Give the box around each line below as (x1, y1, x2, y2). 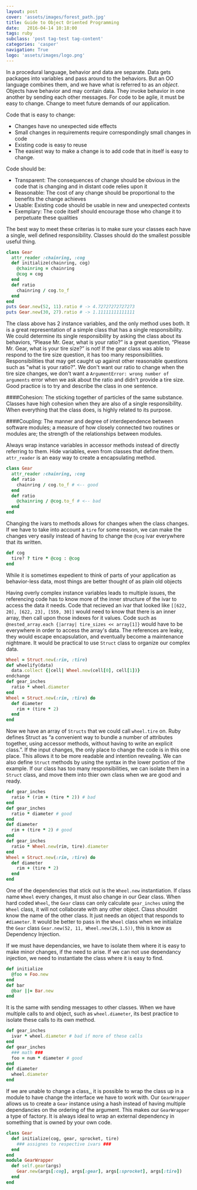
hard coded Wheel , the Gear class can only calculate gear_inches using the (6, 900, 185, 906)
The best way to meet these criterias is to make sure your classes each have (6, 225, 191, 232)
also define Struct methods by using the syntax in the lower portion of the (6, 759, 185, 766)
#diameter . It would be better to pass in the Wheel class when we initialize (6, 918, 182, 925)
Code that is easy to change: (6, 111, 76, 118)
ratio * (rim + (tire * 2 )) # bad (11, 794, 96, 800)
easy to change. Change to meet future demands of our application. (6, 99, 170, 106)
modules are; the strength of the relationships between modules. (6, 430, 162, 437)
